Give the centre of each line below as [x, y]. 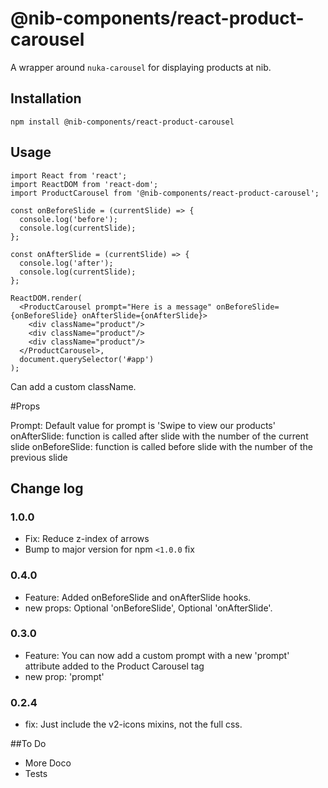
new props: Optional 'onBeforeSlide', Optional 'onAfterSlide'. [148, 608]
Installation [46, 98]
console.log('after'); [66, 263]
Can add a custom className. [73, 386]
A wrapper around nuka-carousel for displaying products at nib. [141, 67]
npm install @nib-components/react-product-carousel [122, 122]
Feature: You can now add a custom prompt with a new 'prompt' [157, 655]
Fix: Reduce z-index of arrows [87, 539]
